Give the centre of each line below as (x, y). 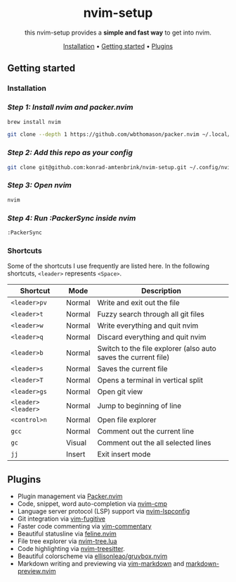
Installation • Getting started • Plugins (118, 46)
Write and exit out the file (139, 303)
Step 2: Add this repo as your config (70, 153)
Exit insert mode (124, 454)
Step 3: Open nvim (40, 185)
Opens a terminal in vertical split (150, 380)
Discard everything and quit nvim (152, 338)
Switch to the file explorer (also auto (157, 349)
